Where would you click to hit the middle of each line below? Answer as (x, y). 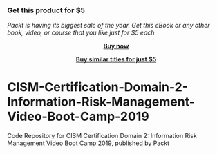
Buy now (116, 46)
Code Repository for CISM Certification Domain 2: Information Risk (102, 136)
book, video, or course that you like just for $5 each (81, 32)
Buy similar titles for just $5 (116, 59)
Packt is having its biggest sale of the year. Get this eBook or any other (108, 26)
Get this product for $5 (46, 10)
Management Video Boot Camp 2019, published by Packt (88, 143)
